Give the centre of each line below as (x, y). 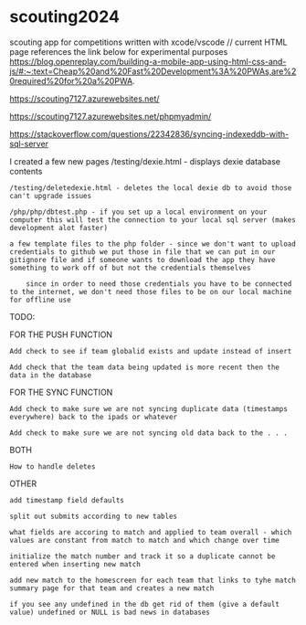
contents (26, 171)
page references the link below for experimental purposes (119, 51)
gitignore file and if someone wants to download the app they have (142, 260)
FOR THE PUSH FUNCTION (61, 334)
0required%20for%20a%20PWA (71, 80)
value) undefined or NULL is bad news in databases (110, 612)
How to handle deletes (53, 466)
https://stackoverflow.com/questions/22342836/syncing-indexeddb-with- (149, 133)
